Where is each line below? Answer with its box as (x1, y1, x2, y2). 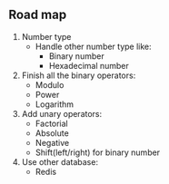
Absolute (35, 127, 69, 139)
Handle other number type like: (35, 41, 152, 52)
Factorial (35, 118, 69, 129)
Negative (35, 137, 70, 148)
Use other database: (21, 156, 99, 167)
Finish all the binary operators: (21, 70, 136, 81)
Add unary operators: (21, 108, 103, 119)
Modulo (35, 79, 65, 90)
